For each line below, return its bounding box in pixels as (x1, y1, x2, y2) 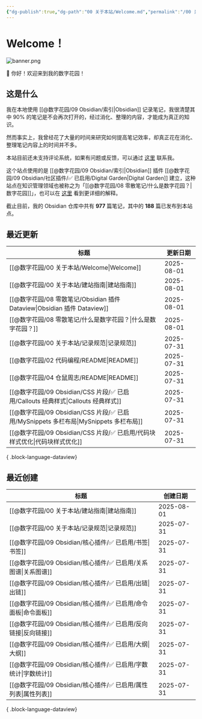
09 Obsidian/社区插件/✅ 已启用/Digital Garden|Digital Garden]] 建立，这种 (13, 174, 196, 182)
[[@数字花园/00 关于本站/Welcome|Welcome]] (9, 264, 141, 272)
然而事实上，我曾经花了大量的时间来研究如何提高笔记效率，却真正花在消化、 (6, 134, 196, 141)
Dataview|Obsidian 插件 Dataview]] (9, 304, 109, 312)
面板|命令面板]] (9, 609, 52, 616)
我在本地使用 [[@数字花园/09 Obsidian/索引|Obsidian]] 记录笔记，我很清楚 (6, 106, 191, 113)
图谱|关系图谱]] (9, 568, 52, 576)
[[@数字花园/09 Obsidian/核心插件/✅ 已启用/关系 (9, 559, 148, 567)
